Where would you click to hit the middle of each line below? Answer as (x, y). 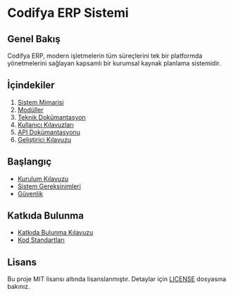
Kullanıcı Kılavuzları (45, 124)
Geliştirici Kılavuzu (44, 139)
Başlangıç (30, 162)
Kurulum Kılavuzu (43, 179)
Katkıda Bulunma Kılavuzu (55, 233)
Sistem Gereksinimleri (49, 186)
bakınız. (19, 287)
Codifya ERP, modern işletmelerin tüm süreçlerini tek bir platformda (105, 56)
